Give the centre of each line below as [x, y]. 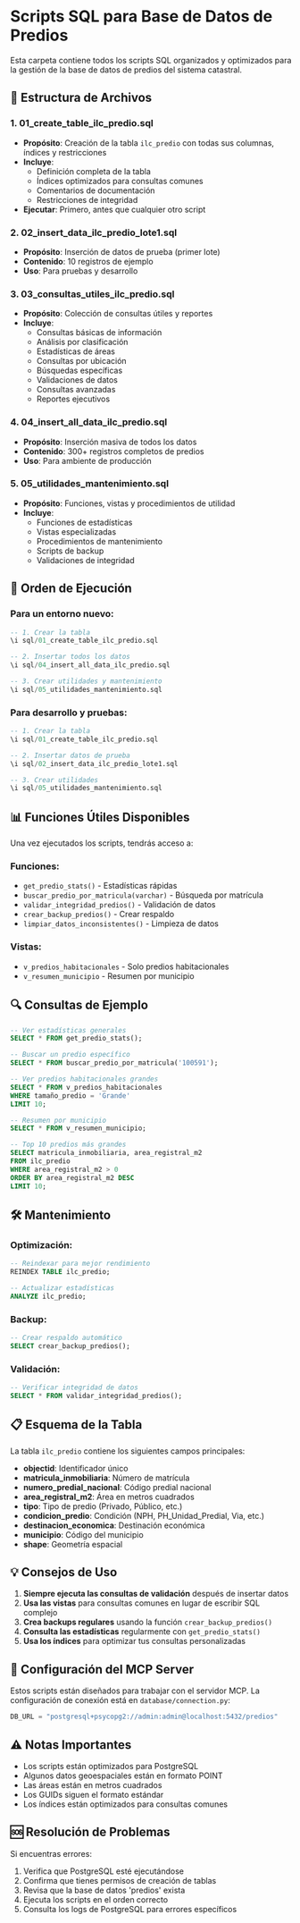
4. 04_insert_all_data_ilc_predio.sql [89, 422]
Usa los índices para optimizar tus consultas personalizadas [134, 1641]
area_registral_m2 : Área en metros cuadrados [108, 1497]
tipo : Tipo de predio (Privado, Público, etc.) [103, 1506]
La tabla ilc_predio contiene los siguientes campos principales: [128, 1451]
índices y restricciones [65, 152]
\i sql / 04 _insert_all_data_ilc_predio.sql [90, 665]
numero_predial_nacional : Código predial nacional [117, 1487]
